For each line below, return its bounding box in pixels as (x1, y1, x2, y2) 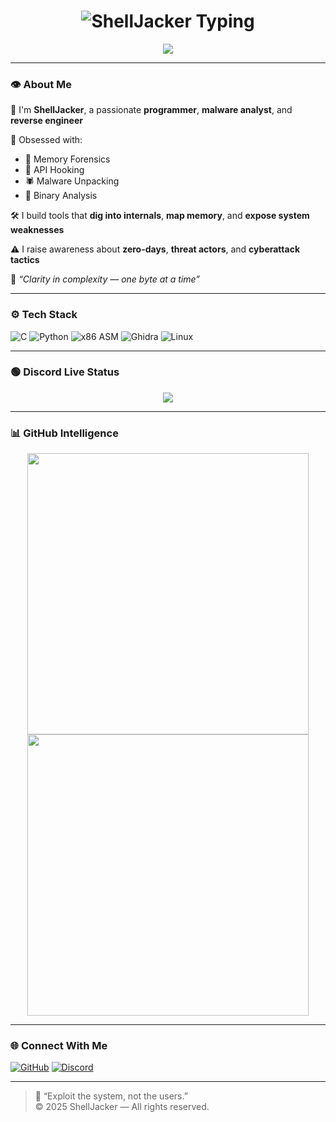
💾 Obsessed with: (10, 134, 83, 146)
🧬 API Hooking (24, 164, 85, 176)
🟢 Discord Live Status (10, 365, 120, 379)
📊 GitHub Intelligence (10, 426, 119, 440)
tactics (10, 254, 40, 266)
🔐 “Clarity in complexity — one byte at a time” (10, 273, 201, 285)
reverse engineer (10, 115, 83, 127)
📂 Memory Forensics (24, 153, 111, 165)
